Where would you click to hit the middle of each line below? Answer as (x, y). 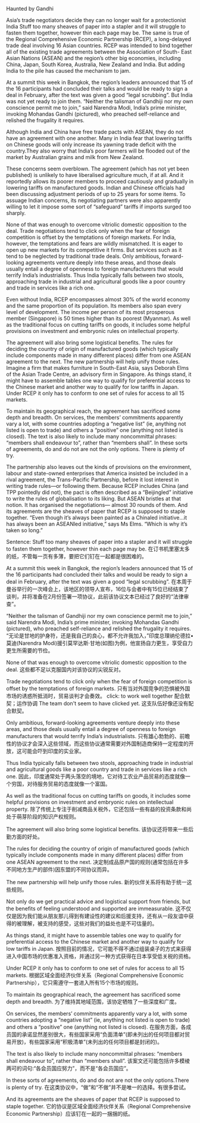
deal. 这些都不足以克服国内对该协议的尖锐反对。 (65, 669)
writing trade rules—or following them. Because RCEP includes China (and (97, 486)
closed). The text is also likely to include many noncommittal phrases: (91, 436)
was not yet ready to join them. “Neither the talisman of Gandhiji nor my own (100, 101)
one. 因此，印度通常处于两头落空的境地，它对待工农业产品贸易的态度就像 (96, 776)
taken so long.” (25, 530)
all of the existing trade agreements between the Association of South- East (99, 52)
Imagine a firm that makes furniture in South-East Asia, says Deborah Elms (98, 368)
